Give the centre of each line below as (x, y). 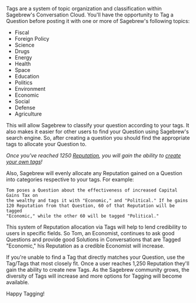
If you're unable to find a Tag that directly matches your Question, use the (96, 257)
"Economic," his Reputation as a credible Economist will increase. (85, 246)
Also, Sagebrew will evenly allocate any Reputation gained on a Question (94, 173)
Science (24, 45)
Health (23, 64)
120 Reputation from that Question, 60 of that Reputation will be (91, 206)
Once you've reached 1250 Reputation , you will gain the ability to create (94, 155)
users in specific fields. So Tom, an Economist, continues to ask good (90, 233)
